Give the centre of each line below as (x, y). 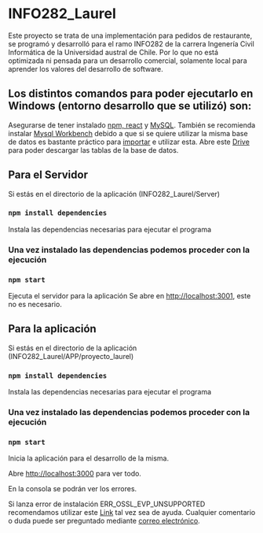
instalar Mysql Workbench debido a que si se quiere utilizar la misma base (128, 133)
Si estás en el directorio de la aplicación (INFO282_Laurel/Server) (114, 194)
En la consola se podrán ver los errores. (73, 489)
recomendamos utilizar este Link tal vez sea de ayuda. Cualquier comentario (132, 513)
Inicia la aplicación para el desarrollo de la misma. (89, 458)
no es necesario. (35, 305)
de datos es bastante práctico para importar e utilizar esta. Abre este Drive (129, 142)
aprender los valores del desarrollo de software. (86, 68)
